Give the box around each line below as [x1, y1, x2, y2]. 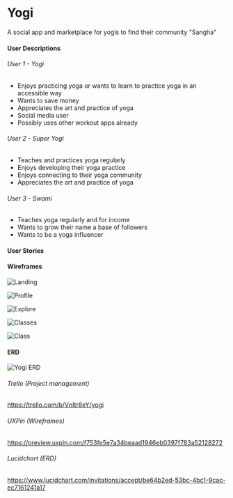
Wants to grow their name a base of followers [17, 223, 148, 231]
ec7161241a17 [7, 483, 46, 492]
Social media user [17, 111, 70, 119]
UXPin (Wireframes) [7, 417, 65, 425]
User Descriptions [7, 44, 61, 52]
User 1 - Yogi [7, 60, 44, 68]
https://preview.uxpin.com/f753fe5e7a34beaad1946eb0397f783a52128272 [7, 438, 223, 446]
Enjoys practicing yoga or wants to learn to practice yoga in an [17, 81, 197, 90]
